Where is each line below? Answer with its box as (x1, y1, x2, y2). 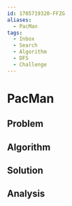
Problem (7, 118, 44, 130)
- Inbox (13, 36, 35, 43)
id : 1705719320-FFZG (7, 10, 66, 17)
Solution (7, 164, 43, 176)
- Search (13, 42, 38, 49)
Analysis (7, 188, 46, 200)
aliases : (7, 16, 32, 23)
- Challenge (13, 61, 48, 68)
